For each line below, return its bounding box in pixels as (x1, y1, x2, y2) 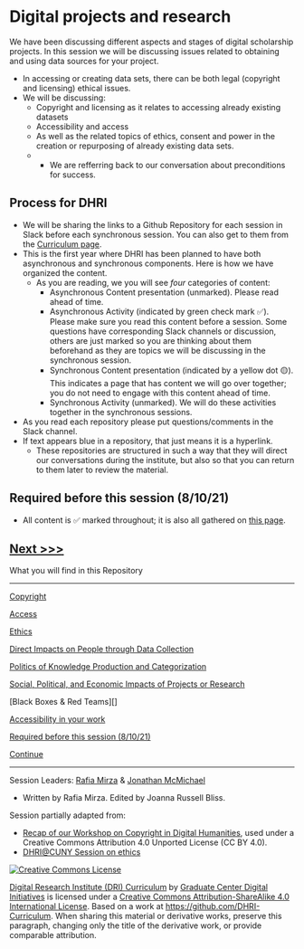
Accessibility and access (35, 120, 129, 132)
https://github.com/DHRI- (165, 901, 261, 912)
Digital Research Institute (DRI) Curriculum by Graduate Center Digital (9, 882, 269, 893)
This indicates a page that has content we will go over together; (49, 377, 287, 388)
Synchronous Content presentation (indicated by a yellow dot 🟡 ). (49, 365, 294, 375)
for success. (49, 169, 97, 180)
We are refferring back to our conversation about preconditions (49, 159, 286, 170)
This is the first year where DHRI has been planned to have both (22, 248, 261, 259)
